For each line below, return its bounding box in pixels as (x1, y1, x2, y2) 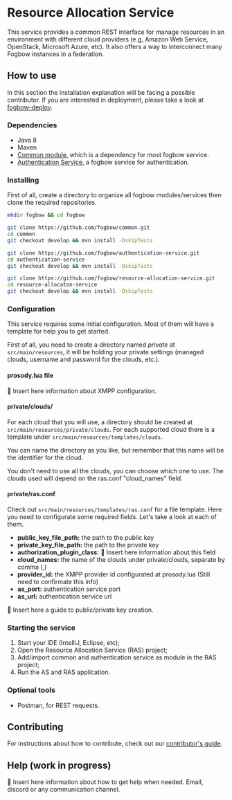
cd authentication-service (7, 256, 85, 263)
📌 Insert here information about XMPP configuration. (7, 386, 157, 395)
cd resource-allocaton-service (7, 282, 98, 289)
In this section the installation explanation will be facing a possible (7, 88, 195, 96)
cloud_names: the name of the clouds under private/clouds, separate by (17, 556, 225, 563)
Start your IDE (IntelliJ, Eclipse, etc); (17, 639, 120, 647)
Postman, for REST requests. (17, 701, 100, 709)
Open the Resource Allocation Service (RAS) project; (17, 646, 168, 655)
